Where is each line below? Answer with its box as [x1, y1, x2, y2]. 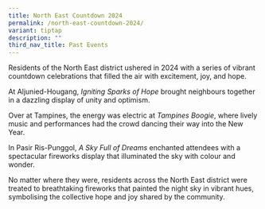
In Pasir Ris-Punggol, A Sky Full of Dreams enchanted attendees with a [8, 143, 241, 153]
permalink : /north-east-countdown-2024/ [8, 19, 145, 27]
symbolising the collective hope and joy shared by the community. [8, 192, 225, 202]
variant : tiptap [8, 26, 62, 34]
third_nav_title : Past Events [8, 41, 109, 49]
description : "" [8, 33, 62, 42]
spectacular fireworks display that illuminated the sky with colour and [8, 152, 236, 161]
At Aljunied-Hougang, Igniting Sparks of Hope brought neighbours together [8, 87, 256, 96]
